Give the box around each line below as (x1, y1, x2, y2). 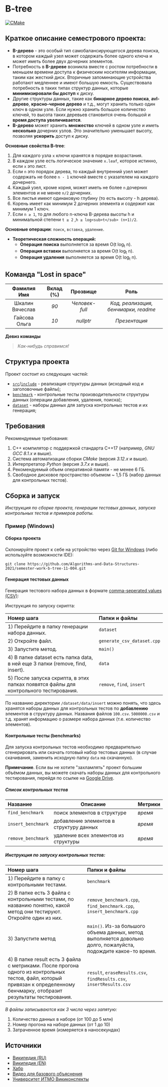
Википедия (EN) (12, 1060, 46, 1066)
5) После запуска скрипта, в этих (7, 674, 89, 681)
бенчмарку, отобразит (7, 987, 62, 994)
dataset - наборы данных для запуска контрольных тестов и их (12, 402, 148, 408)
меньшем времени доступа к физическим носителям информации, (12, 69, 157, 75)
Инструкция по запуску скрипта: (5, 602, 75, 608)
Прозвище (70, 288, 97, 295)
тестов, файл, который (7, 974, 62, 982)
